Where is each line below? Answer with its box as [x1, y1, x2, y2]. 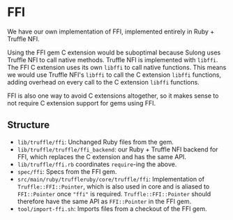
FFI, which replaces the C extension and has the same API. [17, 152, 187, 161]
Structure [7, 119, 50, 131]
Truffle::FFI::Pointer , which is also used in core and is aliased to [17, 182, 210, 191]
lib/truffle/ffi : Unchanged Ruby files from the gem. [17, 138, 174, 146]
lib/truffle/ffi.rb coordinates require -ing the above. [17, 160, 177, 168]
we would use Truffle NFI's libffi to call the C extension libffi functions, [7, 71, 222, 79]
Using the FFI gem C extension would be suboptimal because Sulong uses [7, 48, 221, 57]
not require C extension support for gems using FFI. [7, 98, 156, 107]
